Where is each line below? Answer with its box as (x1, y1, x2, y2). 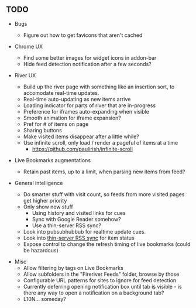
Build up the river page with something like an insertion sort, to (23, 83, 175, 90)
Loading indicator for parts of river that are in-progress (23, 102, 156, 109)
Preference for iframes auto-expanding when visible (23, 108, 149, 115)
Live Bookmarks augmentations (14, 156, 91, 163)
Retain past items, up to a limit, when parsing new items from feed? (23, 168, 185, 175)
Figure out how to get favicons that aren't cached (23, 32, 143, 39)
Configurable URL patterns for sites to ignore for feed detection (23, 276, 177, 283)
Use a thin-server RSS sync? (32, 222, 101, 229)
